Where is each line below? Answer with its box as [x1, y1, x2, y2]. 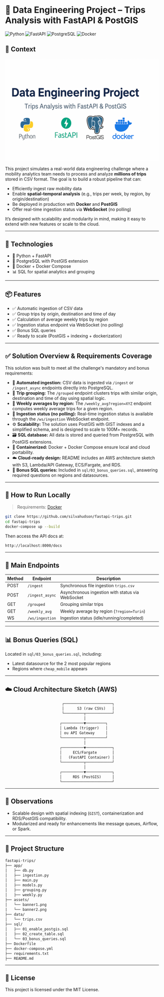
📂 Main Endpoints [5, 561, 60, 569]
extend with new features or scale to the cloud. [5, 221, 100, 227]
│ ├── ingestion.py [5, 873, 49, 878]
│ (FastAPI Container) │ [59, 755, 115, 760]
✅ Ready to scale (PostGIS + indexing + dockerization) [12, 333, 123, 339]
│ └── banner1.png [5, 902, 47, 907]
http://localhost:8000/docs [5, 543, 62, 548]
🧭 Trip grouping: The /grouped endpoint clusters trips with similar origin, [12, 390, 158, 396]
